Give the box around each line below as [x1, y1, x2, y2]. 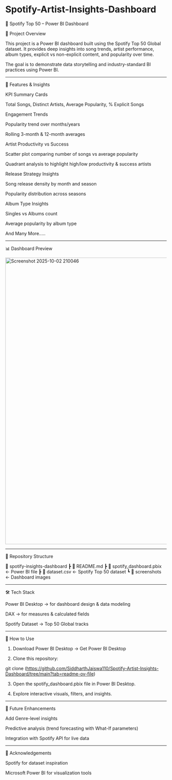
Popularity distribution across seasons [5, 191, 86, 197]
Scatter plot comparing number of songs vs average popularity [5, 151, 138, 157]
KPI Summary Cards [5, 91, 48, 97]
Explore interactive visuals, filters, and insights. [12, 690, 113, 696]
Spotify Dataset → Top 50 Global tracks [5, 621, 89, 627]
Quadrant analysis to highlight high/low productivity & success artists [5, 160, 152, 167]
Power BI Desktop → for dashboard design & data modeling [5, 601, 131, 607]
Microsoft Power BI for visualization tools [5, 770, 92, 776]
